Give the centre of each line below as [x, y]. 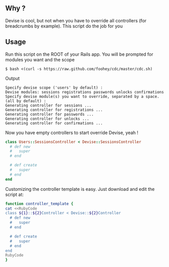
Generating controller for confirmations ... [54, 123]
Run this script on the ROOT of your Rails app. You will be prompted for [79, 54]
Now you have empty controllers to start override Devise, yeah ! [72, 132]
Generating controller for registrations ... [54, 110]
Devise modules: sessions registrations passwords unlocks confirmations [85, 92]
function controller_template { [39, 204]
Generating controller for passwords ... [50, 114]
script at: [14, 194]
